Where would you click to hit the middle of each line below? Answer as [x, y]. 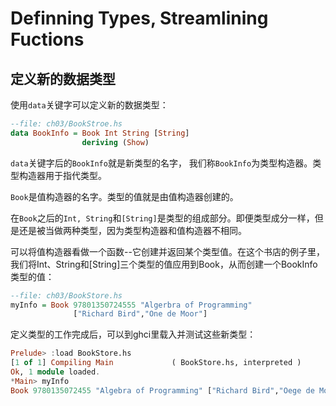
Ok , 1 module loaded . [55, 372]
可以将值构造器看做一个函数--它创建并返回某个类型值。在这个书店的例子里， [167, 251]
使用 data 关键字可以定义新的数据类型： [89, 105]
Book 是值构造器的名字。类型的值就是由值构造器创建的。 [124, 196]
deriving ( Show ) [115, 142]
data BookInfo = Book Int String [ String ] [100, 133]
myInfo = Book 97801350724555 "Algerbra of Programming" [131, 305]
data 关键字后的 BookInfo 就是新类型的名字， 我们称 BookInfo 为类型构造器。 [161, 163]
